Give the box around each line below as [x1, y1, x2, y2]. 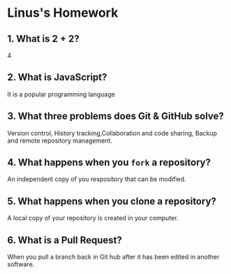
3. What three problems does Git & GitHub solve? [7, 110, 225, 122]
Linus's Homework [7, 5, 119, 21]
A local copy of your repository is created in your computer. [7, 214, 179, 222]
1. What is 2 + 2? [7, 33, 80, 45]
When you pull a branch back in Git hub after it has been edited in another [7, 253, 220, 261]
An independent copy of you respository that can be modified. [7, 175, 186, 183]
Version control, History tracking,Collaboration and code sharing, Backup [7, 129, 218, 137]
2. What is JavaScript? [7, 71, 107, 83]
